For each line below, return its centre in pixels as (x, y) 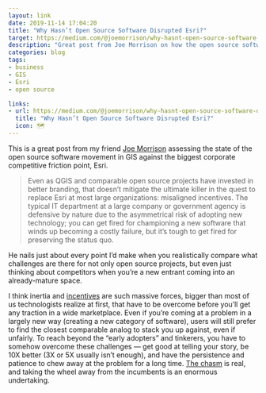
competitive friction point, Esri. (58, 165)
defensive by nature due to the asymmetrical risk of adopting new (135, 214)
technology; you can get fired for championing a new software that (137, 222)
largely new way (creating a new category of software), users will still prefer (132, 321)
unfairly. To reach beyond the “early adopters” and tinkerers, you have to (127, 337)
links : (19, 104)
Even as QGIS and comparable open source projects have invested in (141, 180)
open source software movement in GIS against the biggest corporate (122, 156)
